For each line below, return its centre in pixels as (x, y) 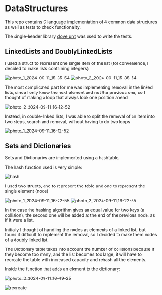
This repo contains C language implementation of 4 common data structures (81, 22)
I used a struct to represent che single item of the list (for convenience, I (77, 63)
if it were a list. (20, 220)
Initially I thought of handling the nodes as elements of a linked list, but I (76, 229)
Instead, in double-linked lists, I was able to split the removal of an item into (80, 116)
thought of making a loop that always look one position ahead (66, 97)
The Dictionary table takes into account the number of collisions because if (80, 249)
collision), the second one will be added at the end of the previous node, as (80, 215)
